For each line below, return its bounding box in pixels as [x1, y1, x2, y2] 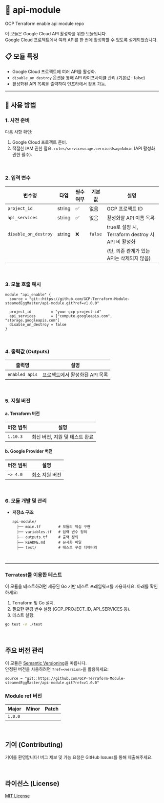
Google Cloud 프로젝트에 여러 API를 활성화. [12, 69, 96, 74]
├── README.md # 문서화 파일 [17, 540, 82, 545]
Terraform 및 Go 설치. [12, 600, 55, 606]
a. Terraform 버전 [5, 411, 40, 416]
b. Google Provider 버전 [5, 448, 53, 454]
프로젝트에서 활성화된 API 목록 [42, 371, 108, 378]
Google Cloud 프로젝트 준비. [12, 139, 67, 145]
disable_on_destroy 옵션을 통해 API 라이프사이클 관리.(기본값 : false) [12, 74, 145, 80]
